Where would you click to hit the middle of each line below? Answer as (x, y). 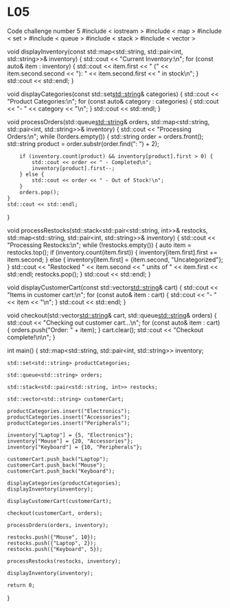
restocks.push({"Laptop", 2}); (52, 543)
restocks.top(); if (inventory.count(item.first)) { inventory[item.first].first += (113, 252)
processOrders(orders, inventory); (58, 525)
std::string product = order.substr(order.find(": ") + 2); (83, 143)
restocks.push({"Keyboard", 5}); (55, 549)
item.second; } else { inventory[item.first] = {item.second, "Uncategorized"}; (115, 259)
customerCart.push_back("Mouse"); (57, 465)
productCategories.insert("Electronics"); (69, 411)
